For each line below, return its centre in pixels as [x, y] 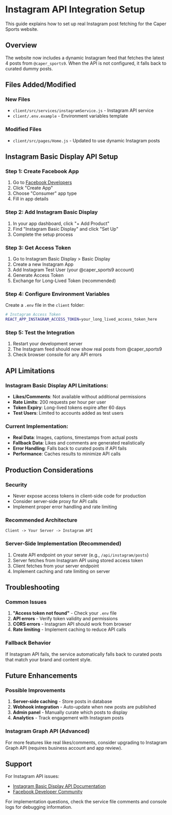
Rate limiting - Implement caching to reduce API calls [69, 629]
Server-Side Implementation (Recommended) [63, 544]
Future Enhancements [42, 676]
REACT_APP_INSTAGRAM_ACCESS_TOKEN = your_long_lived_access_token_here [81, 320]
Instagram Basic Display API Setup [62, 157]
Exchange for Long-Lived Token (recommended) [64, 281]
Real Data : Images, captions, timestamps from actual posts [75, 437]
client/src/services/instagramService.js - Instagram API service [83, 110]
